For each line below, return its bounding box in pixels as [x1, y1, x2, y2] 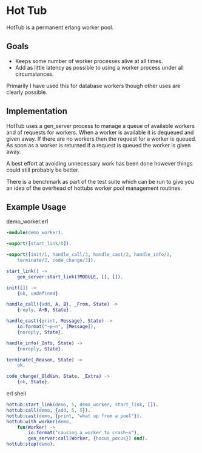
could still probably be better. [6, 166, 80, 173]
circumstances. [15, 70, 54, 78]
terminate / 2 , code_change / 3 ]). [17, 257, 96, 263]
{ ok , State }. [17, 379, 50, 385]
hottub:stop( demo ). [6, 441, 56, 448]
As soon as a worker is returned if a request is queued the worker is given [6, 141, 191, 149]
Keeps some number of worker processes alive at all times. [15, 57, 163, 64]
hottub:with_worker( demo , [6, 418, 72, 424]
